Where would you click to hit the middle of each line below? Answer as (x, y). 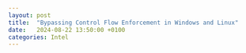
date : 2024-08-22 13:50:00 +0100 (67, 30)
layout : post (30, 15)
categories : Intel (38, 37)
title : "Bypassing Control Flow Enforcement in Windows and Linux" (123, 23)
